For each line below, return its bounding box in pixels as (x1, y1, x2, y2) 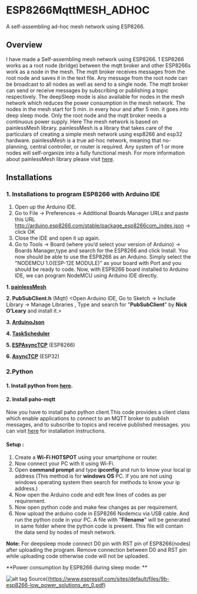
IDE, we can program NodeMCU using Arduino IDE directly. (14, 272, 158, 279)
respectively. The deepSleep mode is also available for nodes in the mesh (6, 93, 185, 100)
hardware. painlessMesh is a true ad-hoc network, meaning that (6, 136, 162, 144)
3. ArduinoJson (6, 318, 45, 326)
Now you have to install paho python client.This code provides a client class (6, 409, 190, 416)
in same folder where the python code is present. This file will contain (14, 522, 183, 529)
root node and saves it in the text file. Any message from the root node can (6, 74, 188, 81)
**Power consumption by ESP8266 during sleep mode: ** (6, 564, 148, 571)
